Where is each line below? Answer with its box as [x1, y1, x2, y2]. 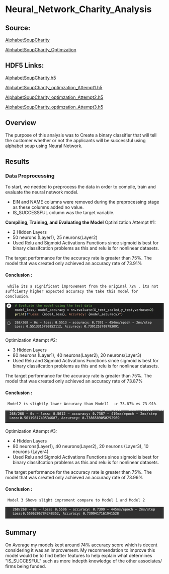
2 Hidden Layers [12, 229, 47, 235]
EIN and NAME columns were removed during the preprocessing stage [12, 199, 159, 205]
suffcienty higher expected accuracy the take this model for [5, 289, 138, 294]
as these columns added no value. [12, 204, 84, 210]
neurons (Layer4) [12, 449, 49, 455]
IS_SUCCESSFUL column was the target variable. [12, 210, 115, 216]
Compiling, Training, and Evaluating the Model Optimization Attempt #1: [5, 219, 156, 225]
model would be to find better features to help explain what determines [5, 552, 152, 558]
